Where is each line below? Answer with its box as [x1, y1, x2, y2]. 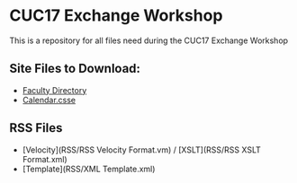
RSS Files [9, 120, 63, 135]
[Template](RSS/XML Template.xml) [22, 163, 156, 174]
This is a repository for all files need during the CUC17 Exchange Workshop [9, 35, 289, 46]
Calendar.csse [22, 94, 76, 105]
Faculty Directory [22, 84, 87, 95]
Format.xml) [22, 153, 67, 164]
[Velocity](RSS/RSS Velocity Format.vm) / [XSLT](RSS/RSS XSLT [22, 144, 261, 155]
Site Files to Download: [9, 61, 141, 76]
